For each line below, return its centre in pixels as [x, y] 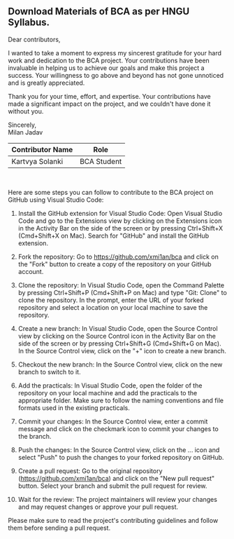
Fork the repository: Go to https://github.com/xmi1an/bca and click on [118, 257]
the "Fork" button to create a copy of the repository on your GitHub [115, 264]
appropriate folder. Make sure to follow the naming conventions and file [121, 400]
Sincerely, [22, 125]
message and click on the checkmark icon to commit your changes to [118, 429]
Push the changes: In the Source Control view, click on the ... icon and [119, 450]
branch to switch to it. [49, 371]
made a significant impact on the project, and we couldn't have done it [109, 104]
